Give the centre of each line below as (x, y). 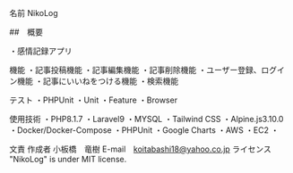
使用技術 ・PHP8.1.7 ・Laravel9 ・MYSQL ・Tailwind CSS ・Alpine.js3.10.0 (146, 119)
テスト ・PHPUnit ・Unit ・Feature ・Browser (93, 100)
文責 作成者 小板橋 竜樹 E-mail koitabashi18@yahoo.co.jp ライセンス (140, 149)
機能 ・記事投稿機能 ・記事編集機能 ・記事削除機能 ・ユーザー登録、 (135, 70)
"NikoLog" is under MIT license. (68, 159)
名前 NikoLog (34, 13)
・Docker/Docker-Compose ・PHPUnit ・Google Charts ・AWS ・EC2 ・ (144, 130)
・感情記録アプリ (41, 51)
